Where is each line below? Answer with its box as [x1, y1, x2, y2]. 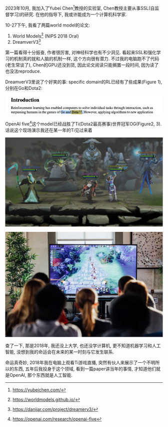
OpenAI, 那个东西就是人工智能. [9, 372, 73, 378]
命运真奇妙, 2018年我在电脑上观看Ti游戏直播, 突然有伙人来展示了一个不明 [5, 360, 156, 366]
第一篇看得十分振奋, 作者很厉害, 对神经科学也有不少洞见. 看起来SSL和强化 [5, 49, 156, 55]
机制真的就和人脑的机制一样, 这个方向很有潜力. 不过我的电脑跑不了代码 [13, 55, 159, 62]
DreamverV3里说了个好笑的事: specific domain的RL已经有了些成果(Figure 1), [5, 79, 162, 85]
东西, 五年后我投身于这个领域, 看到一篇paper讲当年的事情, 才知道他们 [13, 366, 156, 372]
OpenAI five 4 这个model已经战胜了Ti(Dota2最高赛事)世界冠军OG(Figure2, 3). [5, 120, 162, 127]
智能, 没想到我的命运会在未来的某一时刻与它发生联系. [5, 349, 114, 355]
